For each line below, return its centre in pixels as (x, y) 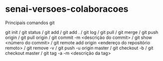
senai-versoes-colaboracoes (67, 9)
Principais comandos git (30, 23)
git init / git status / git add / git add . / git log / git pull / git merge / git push (82, 32)
